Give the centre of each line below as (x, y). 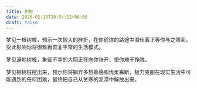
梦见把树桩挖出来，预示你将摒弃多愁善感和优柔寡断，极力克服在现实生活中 (96, 72)
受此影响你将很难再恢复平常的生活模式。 (55, 47)
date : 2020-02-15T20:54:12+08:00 (47, 17)
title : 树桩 (20, 11)
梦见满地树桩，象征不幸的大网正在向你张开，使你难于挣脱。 (78, 60)
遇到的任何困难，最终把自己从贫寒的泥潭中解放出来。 (75, 79)
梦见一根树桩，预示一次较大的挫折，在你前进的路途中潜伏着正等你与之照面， (98, 40)
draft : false (22, 22)
